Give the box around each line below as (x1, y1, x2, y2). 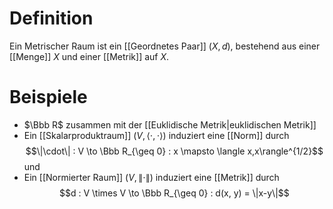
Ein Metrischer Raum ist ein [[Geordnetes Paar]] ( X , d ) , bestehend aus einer (9, 40, 321, 52)
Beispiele (9, 86, 88, 109)
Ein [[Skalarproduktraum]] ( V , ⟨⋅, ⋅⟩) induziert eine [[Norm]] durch (23, 129, 290, 141)
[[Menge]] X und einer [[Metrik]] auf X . (9, 50, 170, 62)
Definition (9, 7, 94, 30)
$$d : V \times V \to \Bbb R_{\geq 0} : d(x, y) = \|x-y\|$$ (59, 187, 290, 199)
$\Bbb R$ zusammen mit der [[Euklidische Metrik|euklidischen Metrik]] (23, 118, 317, 131)
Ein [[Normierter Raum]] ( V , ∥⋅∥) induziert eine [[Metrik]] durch (23, 171, 280, 183)
